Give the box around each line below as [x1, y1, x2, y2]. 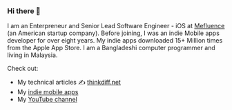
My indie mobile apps [17, 88, 79, 96]
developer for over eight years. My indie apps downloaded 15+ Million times [7, 36, 223, 45]
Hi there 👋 [7, 6, 41, 16]
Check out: [7, 65, 39, 73]
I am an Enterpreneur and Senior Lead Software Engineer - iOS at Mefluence [7, 22, 225, 30]
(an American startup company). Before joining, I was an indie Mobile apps [7, 29, 220, 37]
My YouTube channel [17, 96, 77, 104]
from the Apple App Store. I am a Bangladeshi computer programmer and [7, 44, 215, 52]
